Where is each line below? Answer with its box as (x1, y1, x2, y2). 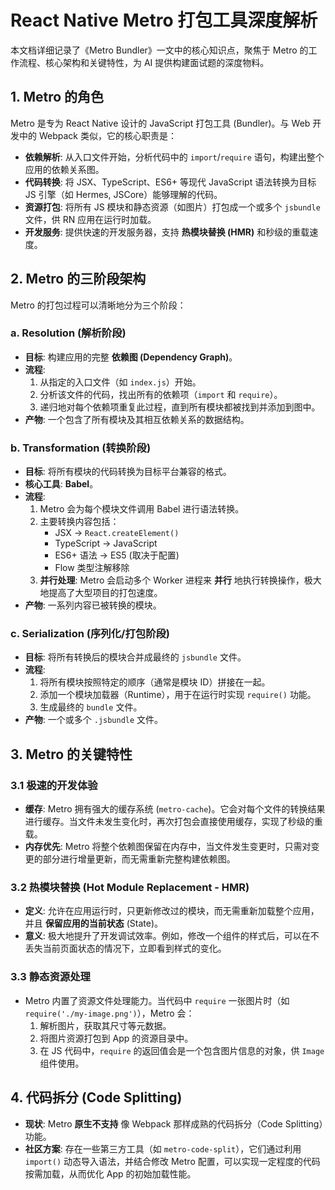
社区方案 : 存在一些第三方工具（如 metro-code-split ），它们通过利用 (24, 1142, 302, 1155)
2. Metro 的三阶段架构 (10, 271, 147, 288)
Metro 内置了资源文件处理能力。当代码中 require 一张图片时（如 (24, 994, 290, 1006)
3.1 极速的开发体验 (10, 778, 98, 792)
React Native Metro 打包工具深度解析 (10, 9, 318, 32)
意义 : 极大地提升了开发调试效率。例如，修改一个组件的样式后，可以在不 (24, 930, 320, 942)
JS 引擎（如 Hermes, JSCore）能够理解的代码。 (24, 188, 223, 200)
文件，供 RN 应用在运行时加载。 (24, 213, 157, 225)
